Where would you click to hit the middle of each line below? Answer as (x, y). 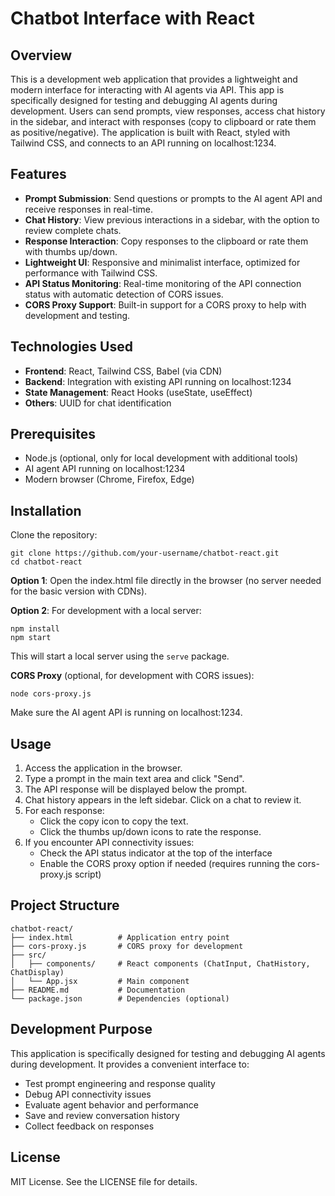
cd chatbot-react (46, 562)
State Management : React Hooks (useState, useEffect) (138, 392)
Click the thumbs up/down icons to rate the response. (150, 832)
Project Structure (65, 905)
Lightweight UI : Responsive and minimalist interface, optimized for (162, 262)
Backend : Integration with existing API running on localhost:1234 (158, 381)
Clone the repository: (54, 535)
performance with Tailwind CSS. (91, 273)
